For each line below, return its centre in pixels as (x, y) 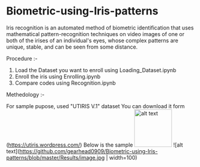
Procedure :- (22, 58)
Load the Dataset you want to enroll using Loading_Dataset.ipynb (95, 70)
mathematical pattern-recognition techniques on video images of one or (95, 34)
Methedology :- (26, 94)
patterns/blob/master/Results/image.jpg (56, 157)
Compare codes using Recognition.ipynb (65, 83)
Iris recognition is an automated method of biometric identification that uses (100, 28)
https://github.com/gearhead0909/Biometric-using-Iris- (89, 151)
